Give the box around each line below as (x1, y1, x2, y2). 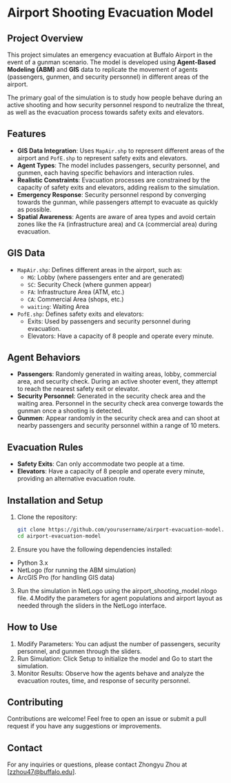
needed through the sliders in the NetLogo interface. (17, 601, 167, 610)
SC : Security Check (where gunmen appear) (27, 280, 152, 288)
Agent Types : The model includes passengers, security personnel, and (17, 161, 220, 169)
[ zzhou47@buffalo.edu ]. (7, 768, 77, 776)
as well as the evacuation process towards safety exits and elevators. (7, 109, 205, 116)
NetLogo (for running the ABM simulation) (17, 565, 137, 574)
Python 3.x (17, 558, 48, 567)
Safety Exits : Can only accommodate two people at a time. (17, 460, 185, 468)
